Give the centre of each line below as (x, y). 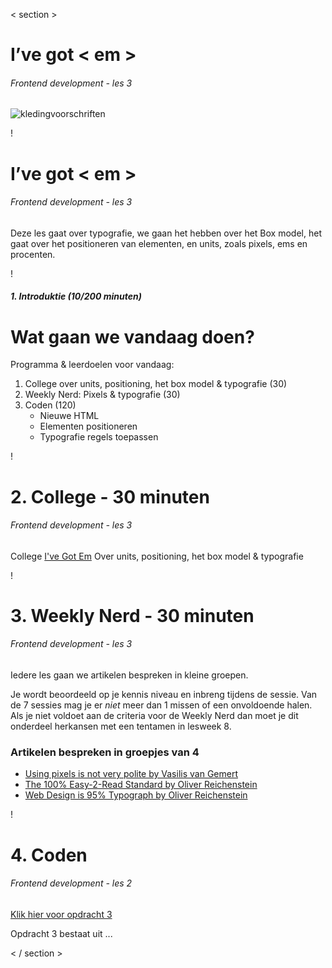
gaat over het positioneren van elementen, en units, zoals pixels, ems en (159, 243)
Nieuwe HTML (69, 416)
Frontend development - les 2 (71, 883)
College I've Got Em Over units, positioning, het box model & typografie (157, 556)
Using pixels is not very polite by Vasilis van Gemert (131, 774)
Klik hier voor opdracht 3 (61, 914)
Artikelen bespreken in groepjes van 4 (105, 752)
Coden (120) (50, 405)
